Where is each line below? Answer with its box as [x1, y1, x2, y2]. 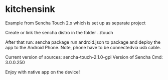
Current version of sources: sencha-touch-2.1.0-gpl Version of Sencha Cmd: [5, 54, 163, 60]
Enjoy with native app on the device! [5, 69, 80, 75]
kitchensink [5, 3, 55, 15]
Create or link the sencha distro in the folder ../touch [5, 29, 113, 35]
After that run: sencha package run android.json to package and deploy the [5, 39, 161, 45]
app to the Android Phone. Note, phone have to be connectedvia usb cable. [5, 44, 161, 50]
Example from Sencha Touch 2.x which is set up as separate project [5, 20, 146, 26]
